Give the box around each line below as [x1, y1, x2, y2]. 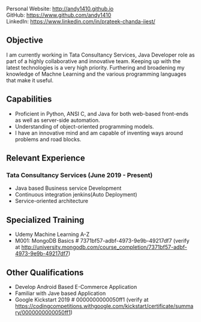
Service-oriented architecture [14, 198, 89, 205]
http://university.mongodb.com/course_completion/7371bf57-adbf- [21, 243, 187, 251]
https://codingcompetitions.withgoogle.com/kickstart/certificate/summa [14, 302, 194, 309]
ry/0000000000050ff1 [14, 309, 71, 316]
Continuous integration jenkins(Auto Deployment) [14, 191, 137, 198]
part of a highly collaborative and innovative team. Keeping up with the [6, 57, 181, 65]
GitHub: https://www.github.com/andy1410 [6, 11, 112, 19]
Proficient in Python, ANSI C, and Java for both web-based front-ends [14, 110, 189, 117]
